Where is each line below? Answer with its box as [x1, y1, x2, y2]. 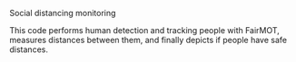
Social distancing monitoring [9, 8, 116, 18]
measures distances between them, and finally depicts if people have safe [9, 35, 288, 45]
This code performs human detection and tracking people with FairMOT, [9, 25, 280, 35]
